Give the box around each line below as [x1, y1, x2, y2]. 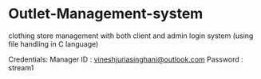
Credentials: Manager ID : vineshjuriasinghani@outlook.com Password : [8, 55, 243, 64]
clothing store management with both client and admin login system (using [8, 31, 254, 40]
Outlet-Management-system [8, 5, 204, 23]
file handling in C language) [8, 39, 99, 48]
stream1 [8, 62, 34, 72]
